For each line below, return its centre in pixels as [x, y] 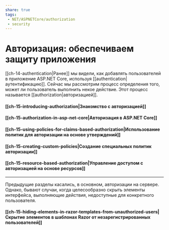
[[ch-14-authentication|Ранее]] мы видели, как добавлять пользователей [83, 73]
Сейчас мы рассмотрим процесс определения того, [103, 84]
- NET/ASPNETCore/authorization [41, 19]
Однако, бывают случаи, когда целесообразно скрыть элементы [75, 190]
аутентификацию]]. [26, 84]
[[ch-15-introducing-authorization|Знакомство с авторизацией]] [76, 106]
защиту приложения [51, 60]
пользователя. [21, 200]
